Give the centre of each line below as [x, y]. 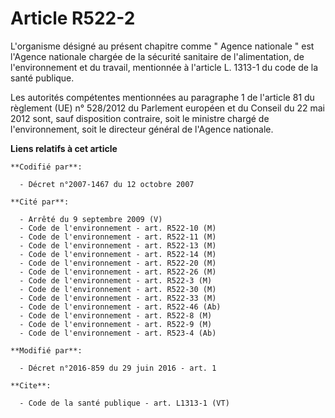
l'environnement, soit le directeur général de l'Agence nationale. [142, 129]
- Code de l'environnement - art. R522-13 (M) [118, 245]
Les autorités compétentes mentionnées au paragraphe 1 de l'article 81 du [162, 97]
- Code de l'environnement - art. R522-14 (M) [118, 254]
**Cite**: [31, 385]
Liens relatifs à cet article [64, 148]
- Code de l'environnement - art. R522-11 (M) [118, 237]
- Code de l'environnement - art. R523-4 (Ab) [118, 333]
